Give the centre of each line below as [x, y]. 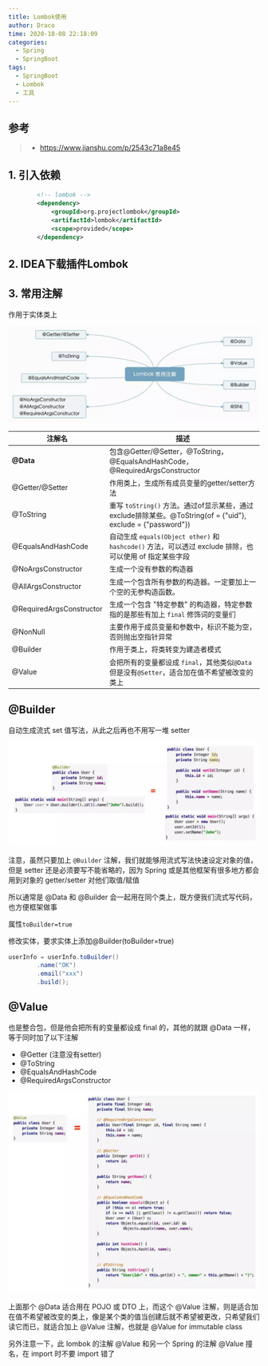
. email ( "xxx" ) [60, 974]
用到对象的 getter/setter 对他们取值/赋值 [74, 880]
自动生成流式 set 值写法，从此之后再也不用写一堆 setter [99, 730]
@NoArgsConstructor [47, 568]
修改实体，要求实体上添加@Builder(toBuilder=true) [91, 941]
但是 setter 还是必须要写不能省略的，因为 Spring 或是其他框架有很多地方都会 [134, 870]
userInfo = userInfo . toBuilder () [64, 957]
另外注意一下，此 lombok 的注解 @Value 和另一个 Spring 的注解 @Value [126, 1344]
